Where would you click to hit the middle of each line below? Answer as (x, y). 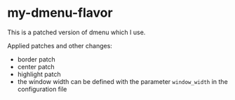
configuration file (42, 89)
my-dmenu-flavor (60, 13)
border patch (36, 59)
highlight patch (39, 74)
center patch (36, 66)
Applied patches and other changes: (60, 45)
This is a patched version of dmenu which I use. (76, 32)
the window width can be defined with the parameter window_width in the (122, 81)
